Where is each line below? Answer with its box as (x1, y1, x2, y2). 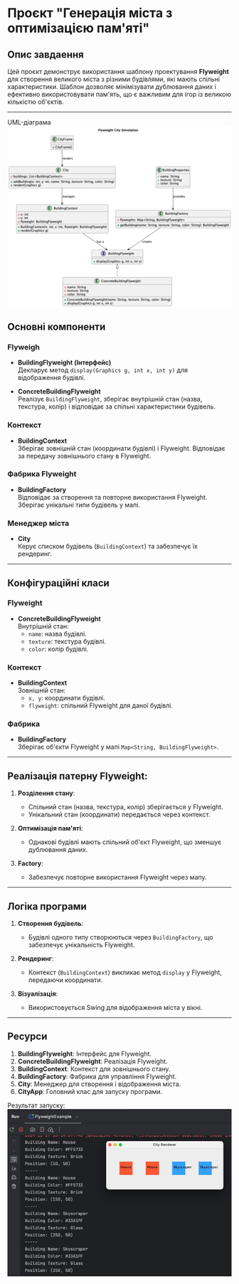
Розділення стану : (17, 789, 75, 798)
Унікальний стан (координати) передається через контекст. (28, 810, 211, 819)
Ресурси (7, 1031, 48, 1043)
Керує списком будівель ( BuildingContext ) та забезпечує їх (17, 542, 198, 551)
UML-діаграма (7, 118, 51, 126)
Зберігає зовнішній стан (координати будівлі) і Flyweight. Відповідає (17, 443, 225, 453)
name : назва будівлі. (28, 629, 87, 638)
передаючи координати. (28, 976, 103, 984)
